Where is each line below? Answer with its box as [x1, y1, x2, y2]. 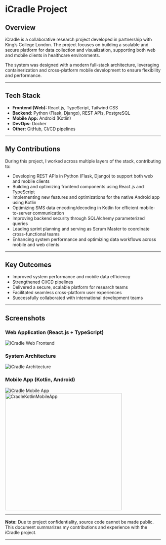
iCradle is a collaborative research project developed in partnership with [5, 36, 152, 42]
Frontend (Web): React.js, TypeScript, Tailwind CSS [12, 104, 119, 110]
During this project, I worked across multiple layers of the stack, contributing [5, 158, 161, 164]
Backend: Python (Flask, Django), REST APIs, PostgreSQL [12, 110, 130, 116]
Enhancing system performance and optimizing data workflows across [12, 236, 157, 242]
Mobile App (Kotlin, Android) [5, 376, 76, 383]
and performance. [5, 73, 42, 78]
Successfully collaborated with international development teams [12, 295, 143, 301]
